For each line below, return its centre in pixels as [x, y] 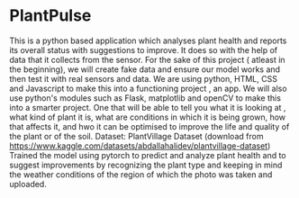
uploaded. [28, 184]
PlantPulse [50, 16]
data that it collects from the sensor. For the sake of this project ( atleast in [147, 59]
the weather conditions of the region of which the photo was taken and [141, 174]
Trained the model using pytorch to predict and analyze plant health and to [148, 155]
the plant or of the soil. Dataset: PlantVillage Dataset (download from [136, 136]
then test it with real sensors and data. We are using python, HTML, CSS [143, 78]
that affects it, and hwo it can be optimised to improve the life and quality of [149, 126]
